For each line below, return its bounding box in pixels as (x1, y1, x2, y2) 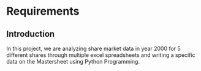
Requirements (6, 4, 80, 18)
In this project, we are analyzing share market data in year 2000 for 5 (6, 45, 181, 52)
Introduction (6, 29, 55, 39)
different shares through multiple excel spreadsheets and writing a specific (6, 51, 195, 59)
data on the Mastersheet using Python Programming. (6, 58, 140, 65)
